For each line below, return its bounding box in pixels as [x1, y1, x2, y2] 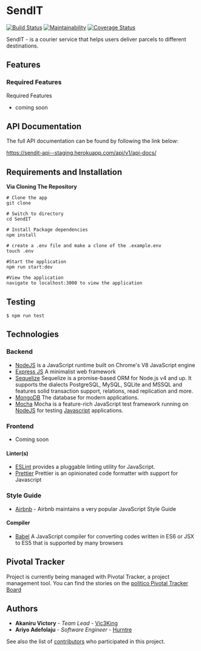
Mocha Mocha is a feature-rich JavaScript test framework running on [15, 400, 189, 407]
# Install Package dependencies [6, 227, 88, 233]
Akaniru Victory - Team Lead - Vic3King [15, 619, 118, 627]
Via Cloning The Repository [6, 183, 77, 191]
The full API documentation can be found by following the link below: [6, 138, 179, 145]
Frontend [6, 421, 34, 430]
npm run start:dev [6, 264, 53, 270]
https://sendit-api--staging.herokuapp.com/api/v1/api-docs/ [6, 149, 157, 157]
